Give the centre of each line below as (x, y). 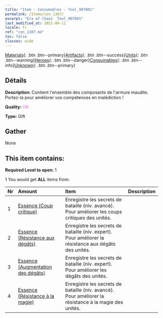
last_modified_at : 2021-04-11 (36, 23)
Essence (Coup (35, 206)
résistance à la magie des (94, 302)
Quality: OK (17, 107)
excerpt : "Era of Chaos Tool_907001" (44, 18)
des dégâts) (32, 273)
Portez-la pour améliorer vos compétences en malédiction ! (64, 97)
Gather (16, 131)
